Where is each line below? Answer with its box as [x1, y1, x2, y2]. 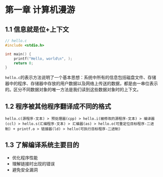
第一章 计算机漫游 [5, 4, 75, 16]
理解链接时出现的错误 [12, 161, 55, 166]
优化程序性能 [12, 155, 38, 161]
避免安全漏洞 [12, 167, 38, 173]
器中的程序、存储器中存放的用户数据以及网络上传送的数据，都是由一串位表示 [5, 80, 158, 86]
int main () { [5, 51, 32, 56]
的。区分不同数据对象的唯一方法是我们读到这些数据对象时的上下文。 [5, 87, 141, 93]
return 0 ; [14, 61, 34, 65]
